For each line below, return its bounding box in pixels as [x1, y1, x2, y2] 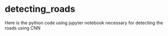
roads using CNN [5, 25, 41, 31]
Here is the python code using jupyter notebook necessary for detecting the [5, 20, 163, 26]
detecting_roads [5, 3, 75, 15]
